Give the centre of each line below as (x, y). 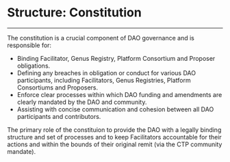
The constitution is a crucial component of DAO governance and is (101, 38)
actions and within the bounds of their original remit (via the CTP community (115, 144)
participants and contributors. (59, 116)
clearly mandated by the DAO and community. (82, 102)
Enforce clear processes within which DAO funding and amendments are (119, 94)
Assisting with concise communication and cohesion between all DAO (115, 109)
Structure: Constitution (74, 13)
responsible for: (29, 45)
